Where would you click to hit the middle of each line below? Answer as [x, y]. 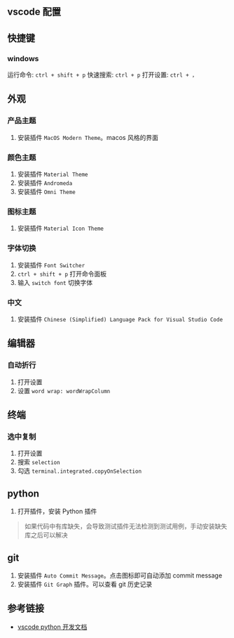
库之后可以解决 [46, 535]
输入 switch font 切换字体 [55, 282]
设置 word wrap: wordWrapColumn [64, 390]
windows [23, 58]
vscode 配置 [34, 12]
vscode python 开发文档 [52, 627]
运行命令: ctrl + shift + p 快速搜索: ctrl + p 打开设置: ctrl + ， [102, 75]
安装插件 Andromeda [45, 183]
